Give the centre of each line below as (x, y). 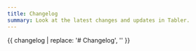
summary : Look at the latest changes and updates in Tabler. (99, 20)
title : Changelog (33, 14)
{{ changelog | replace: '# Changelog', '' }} (69, 40)
